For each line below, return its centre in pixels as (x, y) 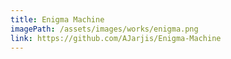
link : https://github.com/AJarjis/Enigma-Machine (116, 38)
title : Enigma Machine (57, 19)
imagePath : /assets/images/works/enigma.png (104, 29)
